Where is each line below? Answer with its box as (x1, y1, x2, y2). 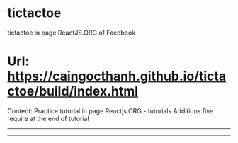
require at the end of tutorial (7, 114, 90, 122)
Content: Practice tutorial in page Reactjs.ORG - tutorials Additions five (7, 106, 214, 115)
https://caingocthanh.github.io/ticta (7, 69, 227, 84)
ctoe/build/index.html (7, 84, 139, 100)
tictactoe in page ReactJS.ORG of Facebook (7, 28, 136, 37)
